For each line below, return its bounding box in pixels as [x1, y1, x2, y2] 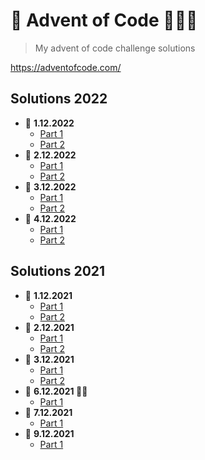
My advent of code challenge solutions [34, 42, 196, 54]
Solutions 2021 [10, 263, 106, 280]
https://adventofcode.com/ [10, 61, 122, 73]
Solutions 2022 [10, 90, 108, 108]
